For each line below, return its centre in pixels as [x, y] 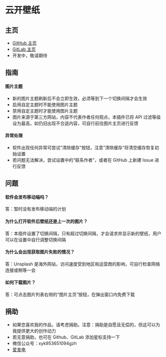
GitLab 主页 [24, 49]
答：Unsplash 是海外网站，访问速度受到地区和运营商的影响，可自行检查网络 [83, 264]
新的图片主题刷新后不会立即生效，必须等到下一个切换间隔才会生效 [80, 98]
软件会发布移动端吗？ [27, 197]
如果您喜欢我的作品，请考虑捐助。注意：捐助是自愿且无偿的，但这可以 [84, 325]
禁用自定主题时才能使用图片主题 [45, 111]
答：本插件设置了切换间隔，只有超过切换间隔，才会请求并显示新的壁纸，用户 [83, 233]
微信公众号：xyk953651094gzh [44, 343]
